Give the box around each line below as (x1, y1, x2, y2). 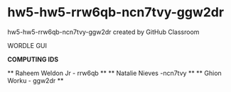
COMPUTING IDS (7, 54, 59, 64)
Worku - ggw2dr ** (7, 76, 64, 85)
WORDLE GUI (7, 41, 48, 50)
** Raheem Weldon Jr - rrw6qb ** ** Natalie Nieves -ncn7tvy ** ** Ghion (7, 69, 222, 77)
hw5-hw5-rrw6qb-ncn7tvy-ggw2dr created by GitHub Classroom (7, 28, 200, 36)
